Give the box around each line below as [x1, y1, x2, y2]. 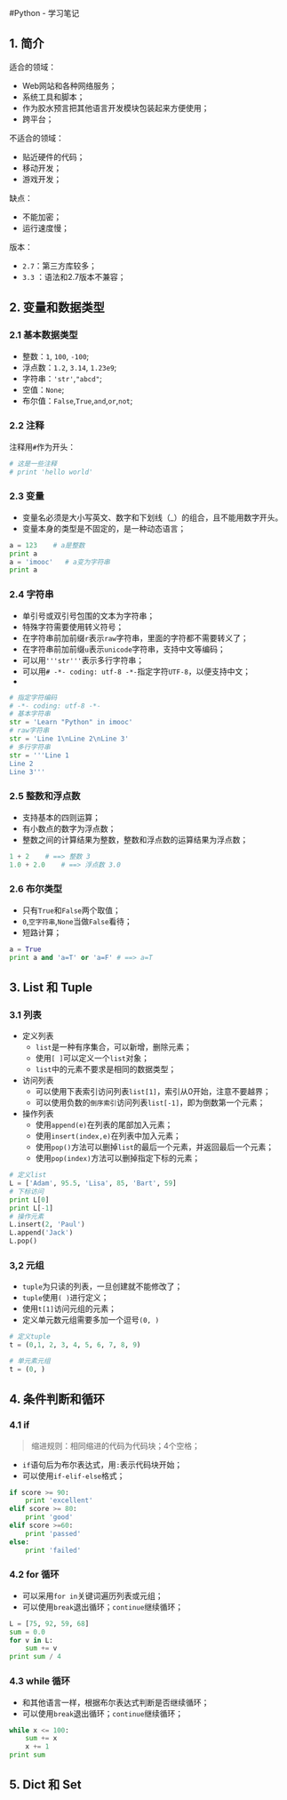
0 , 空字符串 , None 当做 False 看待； [21, 916, 133, 926]
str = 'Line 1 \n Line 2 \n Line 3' [9, 734, 129, 744]
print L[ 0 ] [9, 1195, 50, 1204]
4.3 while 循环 [9, 1675, 71, 1687]
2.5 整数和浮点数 [9, 790, 81, 803]
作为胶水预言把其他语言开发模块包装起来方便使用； [21, 102, 210, 113]
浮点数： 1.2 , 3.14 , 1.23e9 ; [21, 362, 117, 372]
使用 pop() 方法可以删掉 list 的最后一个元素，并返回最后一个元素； [35, 1141, 275, 1153]
